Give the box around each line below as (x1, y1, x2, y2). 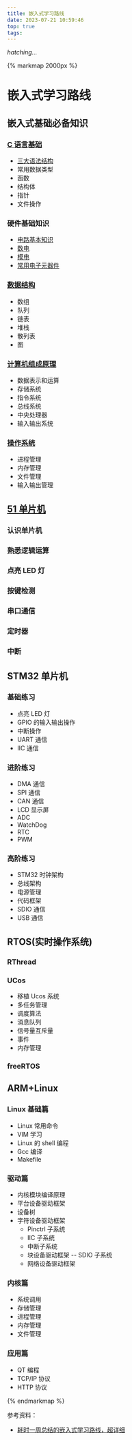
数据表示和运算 (16, 376, 60, 384)
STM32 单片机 (7, 670, 68, 682)
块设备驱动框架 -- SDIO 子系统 (27, 1251, 113, 1259)
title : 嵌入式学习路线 (7, 10, 65, 17)
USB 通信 (16, 914, 44, 922)
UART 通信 (16, 735, 48, 743)
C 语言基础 (7, 139, 42, 149)
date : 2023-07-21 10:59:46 (7, 17, 84, 23)
